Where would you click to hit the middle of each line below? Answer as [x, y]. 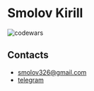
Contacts [28, 55]
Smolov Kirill [45, 13]
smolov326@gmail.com [52, 72]
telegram [30, 80]
